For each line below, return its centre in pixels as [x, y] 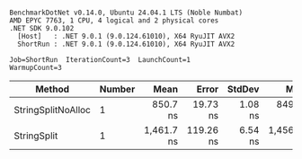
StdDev [244, 89]
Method [53, 89]
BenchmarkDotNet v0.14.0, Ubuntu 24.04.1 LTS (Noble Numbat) [126, 13]
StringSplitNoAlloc [53, 110]
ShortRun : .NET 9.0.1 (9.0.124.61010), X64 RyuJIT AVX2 [126, 44]
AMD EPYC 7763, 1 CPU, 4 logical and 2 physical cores [114, 21]
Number [117, 89]
